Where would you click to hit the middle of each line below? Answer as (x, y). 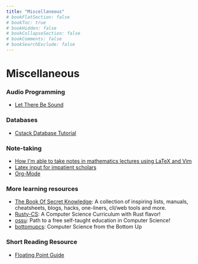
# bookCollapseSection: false (43, 34)
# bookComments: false (34, 39)
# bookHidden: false (32, 28)
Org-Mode (27, 173)
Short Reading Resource (42, 242)
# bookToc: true (26, 22)
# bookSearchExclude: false (41, 45)
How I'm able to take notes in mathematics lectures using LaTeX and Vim (103, 161)
